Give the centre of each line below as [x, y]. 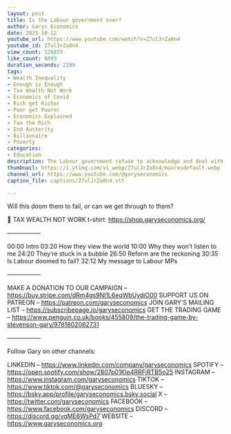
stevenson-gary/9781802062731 [53, 325]
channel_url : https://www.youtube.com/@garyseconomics [88, 174]
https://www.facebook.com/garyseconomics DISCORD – [87, 409]
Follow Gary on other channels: [51, 351]
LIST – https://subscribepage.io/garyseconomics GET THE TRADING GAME [114, 310]
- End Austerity [30, 129]
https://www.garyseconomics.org [55, 424]
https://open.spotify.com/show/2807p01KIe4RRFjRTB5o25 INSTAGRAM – [111, 372]
